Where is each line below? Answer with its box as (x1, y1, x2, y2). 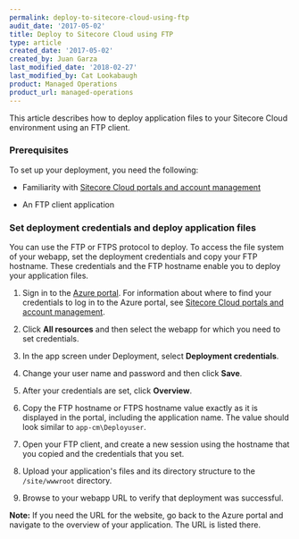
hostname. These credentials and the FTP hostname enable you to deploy (9, 261, 281, 272)
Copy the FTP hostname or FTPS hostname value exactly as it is (21, 403, 259, 414)
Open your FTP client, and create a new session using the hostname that (21, 439, 290, 450)
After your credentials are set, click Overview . (21, 385, 193, 396)
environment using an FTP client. (9, 122, 131, 132)
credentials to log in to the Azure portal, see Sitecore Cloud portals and (21, 297, 284, 308)
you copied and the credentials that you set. (21, 449, 185, 459)
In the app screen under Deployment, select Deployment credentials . (21, 350, 279, 362)
